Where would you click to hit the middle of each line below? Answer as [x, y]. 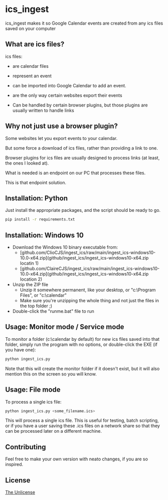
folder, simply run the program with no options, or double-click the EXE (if [81, 344]
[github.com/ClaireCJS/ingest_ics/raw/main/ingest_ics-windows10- [90, 269]
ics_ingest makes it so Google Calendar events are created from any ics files [84, 23]
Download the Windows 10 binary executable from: [65, 247]
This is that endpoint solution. [36, 182]
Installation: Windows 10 [44, 235]
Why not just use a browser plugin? [61, 126]
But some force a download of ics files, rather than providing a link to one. [81, 148]
